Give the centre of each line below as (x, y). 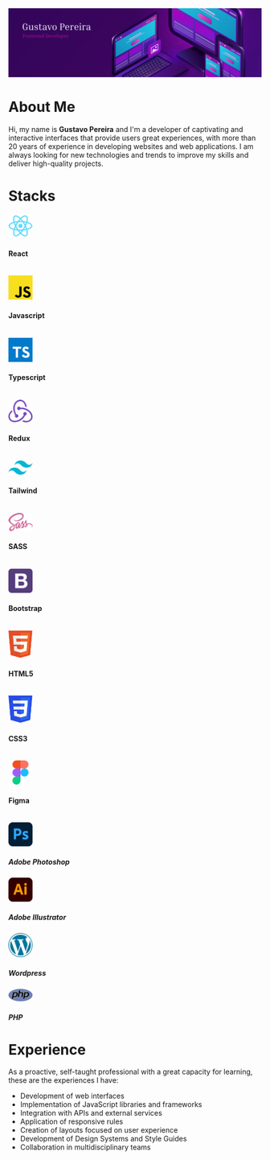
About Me (42, 107)
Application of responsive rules (72, 1121)
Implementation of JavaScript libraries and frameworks (111, 1104)
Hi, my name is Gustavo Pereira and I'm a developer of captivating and (126, 129)
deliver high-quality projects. (56, 163)
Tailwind (23, 491)
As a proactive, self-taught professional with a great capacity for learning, (131, 1072)
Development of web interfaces (72, 1096)
